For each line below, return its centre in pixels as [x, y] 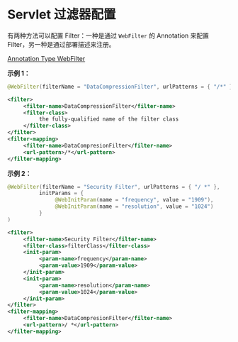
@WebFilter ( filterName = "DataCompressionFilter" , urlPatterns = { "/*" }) [121, 87]
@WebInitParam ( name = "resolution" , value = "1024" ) [134, 206]
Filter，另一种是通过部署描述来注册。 [61, 44]
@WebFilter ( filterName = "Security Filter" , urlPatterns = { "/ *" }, [114, 187]
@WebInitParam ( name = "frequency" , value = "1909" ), [134, 200]
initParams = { [61, 193]
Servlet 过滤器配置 [62, 15]
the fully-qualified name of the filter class [109, 119]
